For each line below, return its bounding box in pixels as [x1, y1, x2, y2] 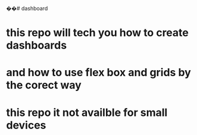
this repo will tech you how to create [6, 26, 189, 40]
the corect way [6, 79, 82, 92]
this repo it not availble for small [6, 106, 168, 119]
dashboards [6, 39, 67, 52]
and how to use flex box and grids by [6, 66, 192, 79]
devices [6, 118, 46, 132]
